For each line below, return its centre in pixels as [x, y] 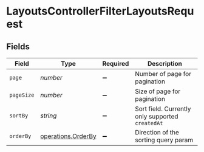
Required [116, 64]
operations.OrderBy [68, 136]
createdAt [149, 123]
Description [165, 64]
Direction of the [157, 132]
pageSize [22, 95]
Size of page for [158, 91]
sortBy [19, 116]
